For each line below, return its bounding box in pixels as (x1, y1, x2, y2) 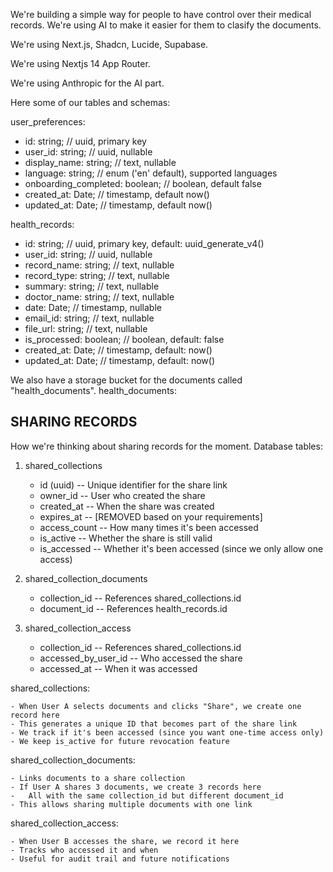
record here (10, 710, 60, 720)
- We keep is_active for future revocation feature (10, 736, 230, 746)
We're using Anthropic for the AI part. (10, 77, 165, 89)
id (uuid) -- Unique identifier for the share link (39, 479, 228, 491)
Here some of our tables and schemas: (10, 97, 171, 108)
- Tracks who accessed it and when (10, 845, 159, 855)
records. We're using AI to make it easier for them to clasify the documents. (10, 19, 322, 31)
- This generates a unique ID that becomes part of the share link (10, 719, 298, 729)
